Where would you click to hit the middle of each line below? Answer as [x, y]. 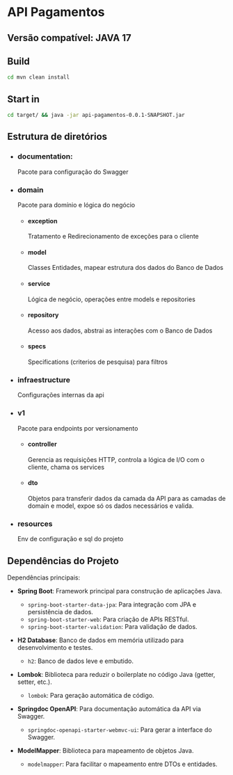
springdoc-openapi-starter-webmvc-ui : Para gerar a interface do [120, 730]
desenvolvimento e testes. [55, 648]
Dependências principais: [44, 577]
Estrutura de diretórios [57, 137]
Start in [24, 99]
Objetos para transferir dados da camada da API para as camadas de [127, 498]
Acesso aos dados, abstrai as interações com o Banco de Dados [120, 330]
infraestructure [44, 380]
